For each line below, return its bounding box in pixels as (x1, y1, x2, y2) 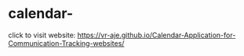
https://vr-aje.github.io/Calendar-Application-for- (77, 30, 236, 40)
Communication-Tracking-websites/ (8, 38, 125, 47)
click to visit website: (8, 30, 76, 40)
